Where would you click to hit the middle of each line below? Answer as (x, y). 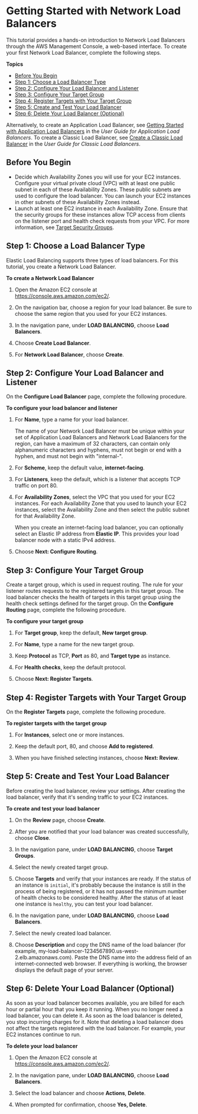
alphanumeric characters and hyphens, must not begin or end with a (98, 450)
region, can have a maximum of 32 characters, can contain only (92, 444)
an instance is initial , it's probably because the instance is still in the (100, 885)
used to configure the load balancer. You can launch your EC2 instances (103, 196)
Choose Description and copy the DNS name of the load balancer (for (100, 944)
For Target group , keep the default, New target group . (81, 633)
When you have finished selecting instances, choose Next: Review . (97, 758)
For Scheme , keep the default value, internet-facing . (79, 468)
